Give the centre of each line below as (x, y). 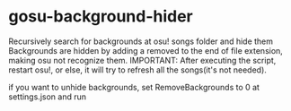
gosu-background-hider (101, 17)
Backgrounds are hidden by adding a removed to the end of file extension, (146, 50)
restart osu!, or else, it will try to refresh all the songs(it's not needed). (137, 70)
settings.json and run (48, 97)
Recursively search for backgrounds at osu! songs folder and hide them (141, 41)
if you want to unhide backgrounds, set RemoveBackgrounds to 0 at (134, 87)
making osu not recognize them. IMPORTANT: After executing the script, (142, 60)
